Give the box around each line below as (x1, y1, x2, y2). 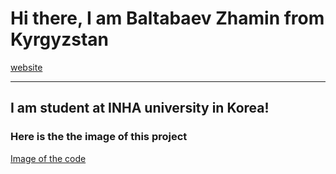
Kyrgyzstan (10, 28, 109, 51)
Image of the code (10, 152, 87, 164)
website (10, 61, 43, 73)
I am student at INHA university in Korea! (10, 100, 270, 117)
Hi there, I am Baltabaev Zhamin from (10, 7, 325, 30)
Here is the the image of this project (10, 130, 188, 144)
